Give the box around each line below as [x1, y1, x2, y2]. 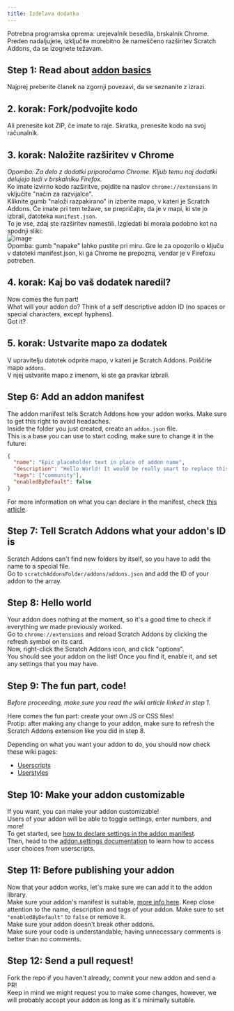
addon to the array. [7, 576, 62, 585]
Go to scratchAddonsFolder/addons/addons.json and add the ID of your [7, 569, 209, 578]
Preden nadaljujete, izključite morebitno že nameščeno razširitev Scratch [7, 36, 217, 45]
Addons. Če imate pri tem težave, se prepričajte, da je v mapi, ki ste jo [7, 205, 208, 213]
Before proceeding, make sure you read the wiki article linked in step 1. [7, 698, 211, 707]
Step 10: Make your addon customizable [7, 789, 185, 801]
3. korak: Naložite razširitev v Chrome [7, 149, 174, 161]
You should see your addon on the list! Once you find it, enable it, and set [7, 652, 217, 661]
